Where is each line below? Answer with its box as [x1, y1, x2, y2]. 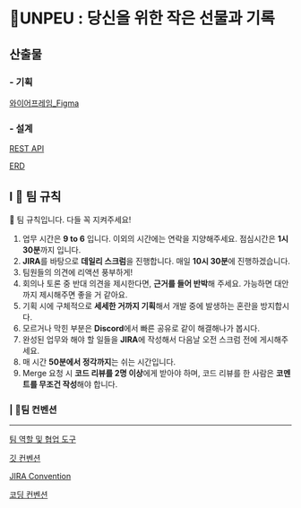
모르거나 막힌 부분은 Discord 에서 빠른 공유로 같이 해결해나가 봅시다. [21, 323, 260, 333]
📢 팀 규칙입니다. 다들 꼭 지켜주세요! [9, 214, 132, 225]
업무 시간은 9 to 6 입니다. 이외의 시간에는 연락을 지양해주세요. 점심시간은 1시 [21, 233, 289, 244]
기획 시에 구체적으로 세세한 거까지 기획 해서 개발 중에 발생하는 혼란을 [21, 300, 259, 311]
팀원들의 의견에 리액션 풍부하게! [21, 266, 133, 278]
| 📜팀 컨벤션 [9, 403, 57, 416]
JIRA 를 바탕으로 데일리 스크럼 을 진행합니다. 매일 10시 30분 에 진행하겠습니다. [21, 255, 291, 266]
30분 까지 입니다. [21, 244, 82, 255]
